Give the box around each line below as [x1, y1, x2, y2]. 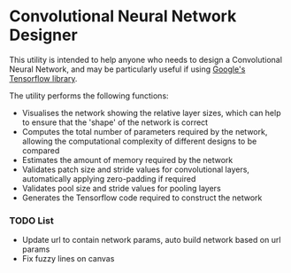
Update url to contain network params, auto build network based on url [21, 235, 281, 246]
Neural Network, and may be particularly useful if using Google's [9, 64, 246, 74]
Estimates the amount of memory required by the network [21, 154, 234, 165]
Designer [9, 25, 78, 45]
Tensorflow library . [9, 73, 78, 83]
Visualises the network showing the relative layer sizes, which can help [21, 107, 281, 118]
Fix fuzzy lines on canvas [21, 253, 115, 264]
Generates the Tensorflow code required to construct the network [21, 192, 263, 203]
